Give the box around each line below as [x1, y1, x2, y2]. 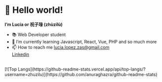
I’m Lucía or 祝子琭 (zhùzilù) [4, 21, 63, 27]
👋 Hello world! [4, 4, 63, 16]
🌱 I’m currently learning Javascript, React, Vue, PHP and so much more [11, 39, 157, 44]
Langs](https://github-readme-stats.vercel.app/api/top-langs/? [18, 66, 146, 72]
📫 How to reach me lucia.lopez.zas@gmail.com [11, 44, 110, 50]
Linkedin [11, 51, 30, 57]
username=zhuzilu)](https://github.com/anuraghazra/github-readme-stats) [4, 71, 158, 77]
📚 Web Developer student [11, 32, 66, 38]
